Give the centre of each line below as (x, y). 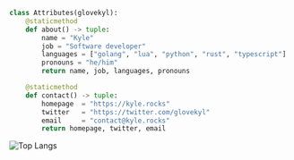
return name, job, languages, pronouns (116, 72)
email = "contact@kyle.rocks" (106, 121)
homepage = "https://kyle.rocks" (106, 104)
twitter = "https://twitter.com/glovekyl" (126, 112)
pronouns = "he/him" (80, 63)
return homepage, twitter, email (104, 129)
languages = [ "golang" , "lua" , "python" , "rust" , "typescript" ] (164, 55)
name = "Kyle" (68, 38)
